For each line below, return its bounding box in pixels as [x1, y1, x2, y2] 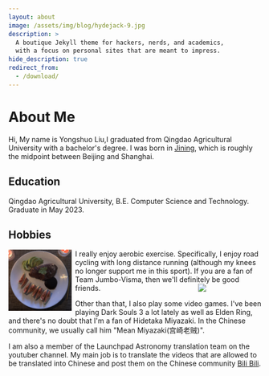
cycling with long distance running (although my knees [75, 258, 257, 268]
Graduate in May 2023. [8, 205, 84, 215]
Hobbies [8, 227, 52, 241]
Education [8, 175, 61, 189]
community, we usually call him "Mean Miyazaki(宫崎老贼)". [8, 325, 205, 335]
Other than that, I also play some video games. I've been [75, 299, 262, 309]
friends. [75, 284, 101, 293]
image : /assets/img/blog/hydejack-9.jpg [8, 21, 146, 30]
